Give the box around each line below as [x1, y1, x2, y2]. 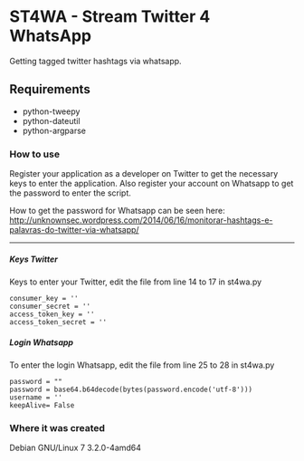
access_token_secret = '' [9, 318, 107, 327]
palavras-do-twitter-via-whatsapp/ [9, 225, 139, 235]
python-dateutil [22, 115, 81, 126]
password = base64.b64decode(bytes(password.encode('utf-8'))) [9, 385, 253, 394]
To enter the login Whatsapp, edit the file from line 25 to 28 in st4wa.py [9, 360, 275, 370]
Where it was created [9, 421, 106, 434]
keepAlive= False [9, 400, 75, 409]
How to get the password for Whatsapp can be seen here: [9, 206, 225, 216]
